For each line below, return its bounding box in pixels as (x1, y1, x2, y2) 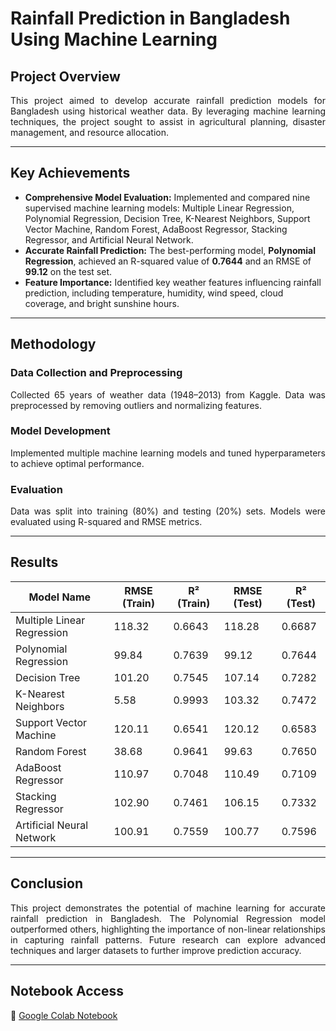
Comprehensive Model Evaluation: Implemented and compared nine (24, 191, 311, 203)
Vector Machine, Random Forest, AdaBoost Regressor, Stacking (24, 223, 288, 235)
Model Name (28, 590, 92, 604)
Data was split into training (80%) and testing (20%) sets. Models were (10, 505, 326, 517)
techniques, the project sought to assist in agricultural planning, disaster (10, 116, 326, 127)
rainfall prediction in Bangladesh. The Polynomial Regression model (10, 912, 326, 924)
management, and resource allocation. (10, 127, 169, 138)
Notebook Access (10, 983, 124, 1000)
